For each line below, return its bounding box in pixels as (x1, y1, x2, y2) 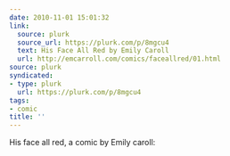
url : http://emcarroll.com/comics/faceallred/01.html (17, 54, 221, 63)
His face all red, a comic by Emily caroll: (9, 137, 156, 148)
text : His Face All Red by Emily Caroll (17, 46, 169, 55)
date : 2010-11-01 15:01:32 (9, 12, 110, 22)
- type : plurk (9, 79, 62, 88)
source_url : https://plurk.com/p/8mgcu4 (17, 37, 169, 47)
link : (9, 21, 29, 30)
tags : (9, 95, 29, 105)
